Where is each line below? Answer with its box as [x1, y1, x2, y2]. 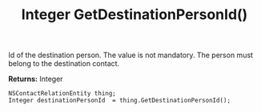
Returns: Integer [8, 74, 63, 84]
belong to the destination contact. [8, 59, 120, 68]
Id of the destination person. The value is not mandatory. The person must [8, 50, 254, 60]
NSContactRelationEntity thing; [8, 90, 116, 98]
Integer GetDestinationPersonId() [21, 6, 248, 24]
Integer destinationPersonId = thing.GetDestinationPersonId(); [8, 97, 231, 105]
